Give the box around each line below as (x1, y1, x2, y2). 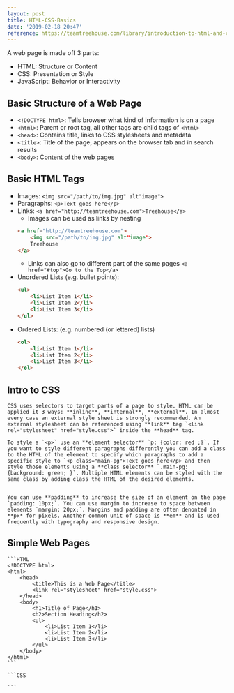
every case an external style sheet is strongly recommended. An (7, 415, 201, 422)
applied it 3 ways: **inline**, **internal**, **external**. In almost (7, 408, 219, 415)
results (17, 146, 38, 154)
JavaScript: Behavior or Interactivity (17, 77, 120, 86)
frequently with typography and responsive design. (7, 518, 160, 526)
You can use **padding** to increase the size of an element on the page (7, 493, 226, 501)
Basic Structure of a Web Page (7, 97, 142, 109)
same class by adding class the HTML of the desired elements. (7, 475, 195, 482)
